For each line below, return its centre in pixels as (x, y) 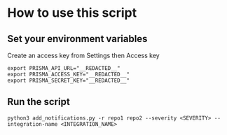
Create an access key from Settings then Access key (83, 55)
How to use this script (72, 13)
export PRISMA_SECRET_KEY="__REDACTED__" (69, 80)
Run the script (39, 102)
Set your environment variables (77, 39)
